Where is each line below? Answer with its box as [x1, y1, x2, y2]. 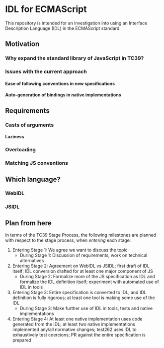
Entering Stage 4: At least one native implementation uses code [12, 316, 143, 322]
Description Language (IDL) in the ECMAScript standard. [5, 25, 121, 31]
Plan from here [5, 219, 52, 227]
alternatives [19, 258, 44, 264]
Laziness [5, 134, 24, 140]
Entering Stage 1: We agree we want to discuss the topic [12, 247, 128, 253]
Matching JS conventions [5, 160, 69, 167]
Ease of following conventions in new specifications [5, 80, 115, 86]
